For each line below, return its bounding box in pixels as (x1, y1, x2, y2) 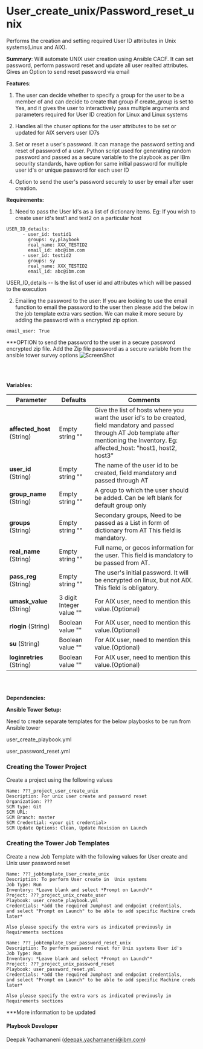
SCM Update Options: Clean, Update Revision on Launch (6, 825, 147, 831)
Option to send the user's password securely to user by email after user (14, 178, 194, 185)
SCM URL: (6, 809, 28, 816)
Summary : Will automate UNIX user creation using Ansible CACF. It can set (6, 55, 194, 62)
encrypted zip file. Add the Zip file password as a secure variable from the (6, 345, 192, 352)
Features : (6, 80, 31, 87)
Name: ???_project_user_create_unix (6, 788, 98, 794)
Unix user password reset (6, 859, 71, 866)
